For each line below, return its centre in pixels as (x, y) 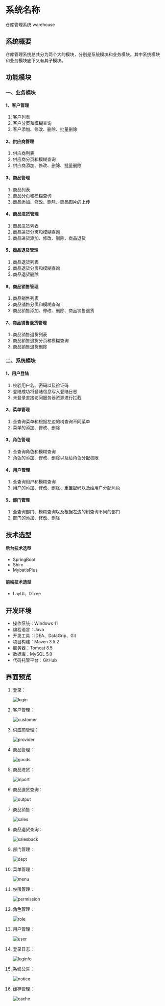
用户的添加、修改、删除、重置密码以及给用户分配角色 (66, 488)
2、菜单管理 (18, 410)
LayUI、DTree (27, 594)
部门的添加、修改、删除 (36, 518)
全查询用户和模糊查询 (34, 482)
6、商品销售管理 (22, 286)
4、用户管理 (18, 470)
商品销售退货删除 (30, 347)
